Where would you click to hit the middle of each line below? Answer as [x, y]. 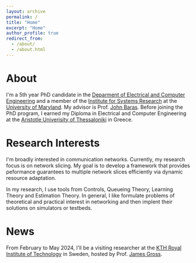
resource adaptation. [31, 178]
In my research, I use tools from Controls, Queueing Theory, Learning [90, 189]
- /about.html [28, 50]
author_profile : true [32, 33]
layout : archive [26, 11]
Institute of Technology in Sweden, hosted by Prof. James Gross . [84, 254]
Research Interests [53, 143]
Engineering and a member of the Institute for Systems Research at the [92, 101]
